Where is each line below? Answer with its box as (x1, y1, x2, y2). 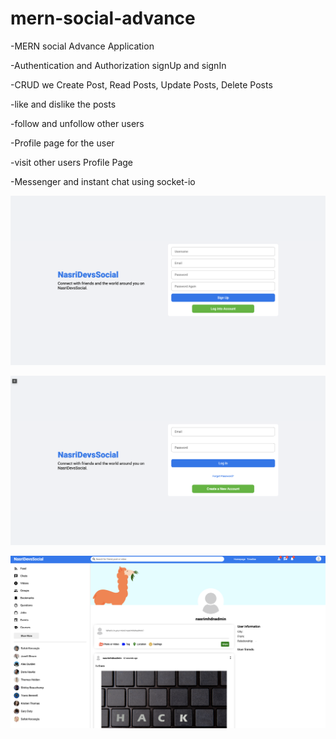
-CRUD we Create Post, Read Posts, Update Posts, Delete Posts (10, 78, 273, 91)
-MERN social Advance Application (10, 40, 155, 52)
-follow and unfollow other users (10, 117, 145, 129)
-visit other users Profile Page (10, 156, 134, 168)
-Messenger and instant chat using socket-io (10, 175, 196, 187)
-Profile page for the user (10, 137, 115, 149)
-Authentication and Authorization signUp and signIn (10, 59, 227, 71)
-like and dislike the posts (10, 98, 117, 110)
